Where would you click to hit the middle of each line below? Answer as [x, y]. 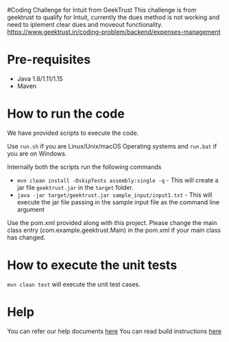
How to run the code [66, 114]
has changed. [26, 237]
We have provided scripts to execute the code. [73, 133]
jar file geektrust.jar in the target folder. [75, 187]
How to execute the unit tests [92, 265]
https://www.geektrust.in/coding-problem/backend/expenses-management [114, 32]
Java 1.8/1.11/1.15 [40, 78]
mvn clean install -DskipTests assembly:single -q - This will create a [118, 180]
